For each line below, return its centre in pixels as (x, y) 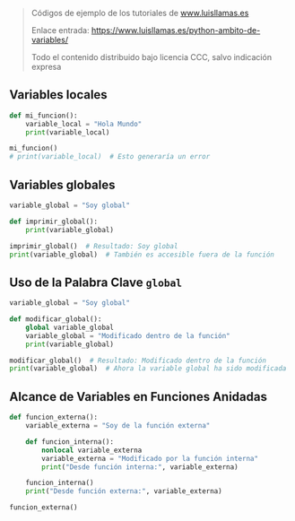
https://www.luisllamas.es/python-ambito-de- (176, 30)
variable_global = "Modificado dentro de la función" (128, 335)
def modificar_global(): (56, 319)
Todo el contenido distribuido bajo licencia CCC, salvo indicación (151, 57)
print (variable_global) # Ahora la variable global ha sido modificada (148, 369)
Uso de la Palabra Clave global (95, 282)
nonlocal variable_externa (92, 450)
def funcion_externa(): (54, 417)
